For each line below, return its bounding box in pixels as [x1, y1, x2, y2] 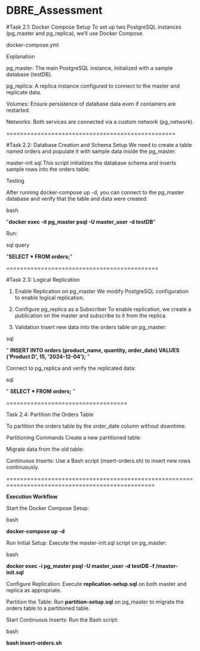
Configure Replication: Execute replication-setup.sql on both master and [6, 580, 187, 587]
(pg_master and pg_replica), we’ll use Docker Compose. [6, 29, 144, 36]
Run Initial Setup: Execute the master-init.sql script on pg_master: [6, 539, 167, 546]
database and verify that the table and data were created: [6, 195, 148, 202]
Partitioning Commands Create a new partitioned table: [6, 434, 141, 441]
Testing [6, 177, 25, 184]
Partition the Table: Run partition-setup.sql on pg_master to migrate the [6, 598, 184, 605]
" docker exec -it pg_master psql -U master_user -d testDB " [6, 218, 156, 225]
